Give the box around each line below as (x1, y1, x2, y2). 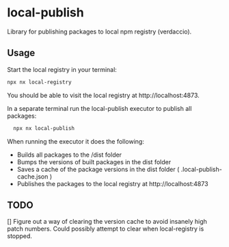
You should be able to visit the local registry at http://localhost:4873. (7, 91, 200, 99)
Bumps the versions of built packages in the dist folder (16, 157, 172, 166)
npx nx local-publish (13, 125, 75, 131)
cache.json (16, 172, 49, 181)
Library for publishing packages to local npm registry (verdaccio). (7, 27, 192, 36)
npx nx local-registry (7, 79, 72, 86)
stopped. (7, 232, 33, 240)
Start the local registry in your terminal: (7, 65, 118, 73)
